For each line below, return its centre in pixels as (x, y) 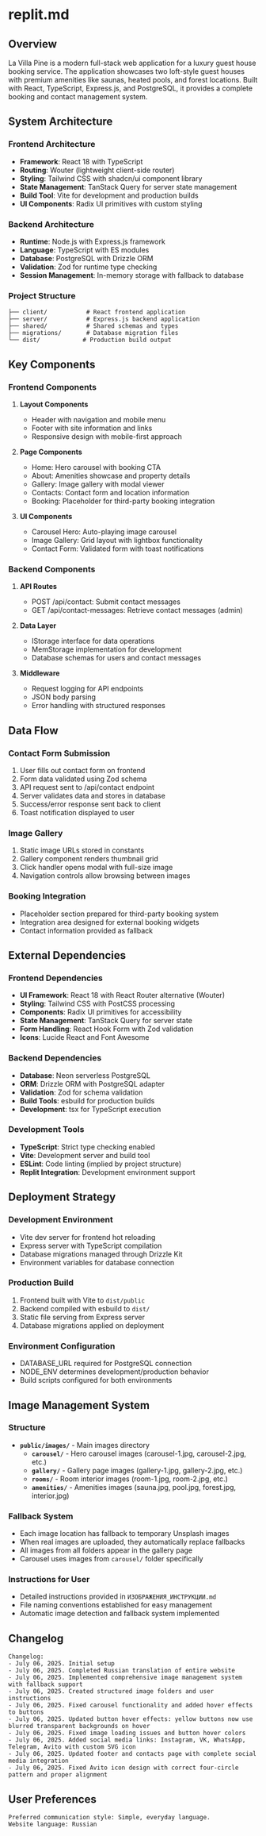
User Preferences (52, 1799)
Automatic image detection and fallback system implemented (120, 1614)
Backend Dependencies (55, 1058)
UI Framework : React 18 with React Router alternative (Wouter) (122, 995)
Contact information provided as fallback (86, 930)
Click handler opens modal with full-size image (96, 868)
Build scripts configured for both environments (96, 1380)
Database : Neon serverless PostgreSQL (85, 1075)
